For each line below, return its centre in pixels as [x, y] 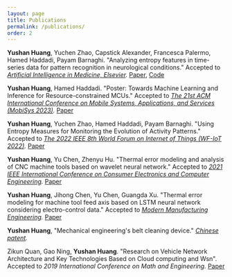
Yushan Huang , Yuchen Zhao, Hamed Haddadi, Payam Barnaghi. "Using [111, 124]
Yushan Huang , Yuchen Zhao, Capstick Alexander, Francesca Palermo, [109, 53]
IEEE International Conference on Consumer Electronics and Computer [108, 174]
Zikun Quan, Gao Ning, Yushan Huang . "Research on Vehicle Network [107, 251]
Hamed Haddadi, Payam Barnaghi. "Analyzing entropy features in [100, 60]
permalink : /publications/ [46, 26]
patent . [17, 238]
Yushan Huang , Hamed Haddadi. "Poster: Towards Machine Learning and [113, 88]
